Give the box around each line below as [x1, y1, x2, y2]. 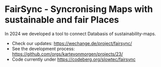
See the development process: [11, 45, 75, 51]
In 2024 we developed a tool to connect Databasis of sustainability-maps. [4, 30, 157, 36]
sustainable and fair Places [4, 14, 119, 25]
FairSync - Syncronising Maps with [4, 3, 153, 15]
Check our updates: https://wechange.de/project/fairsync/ [11, 40, 133, 46]
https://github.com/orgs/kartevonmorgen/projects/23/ [11, 51, 123, 57]
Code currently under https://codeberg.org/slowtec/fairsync [11, 56, 136, 62]
